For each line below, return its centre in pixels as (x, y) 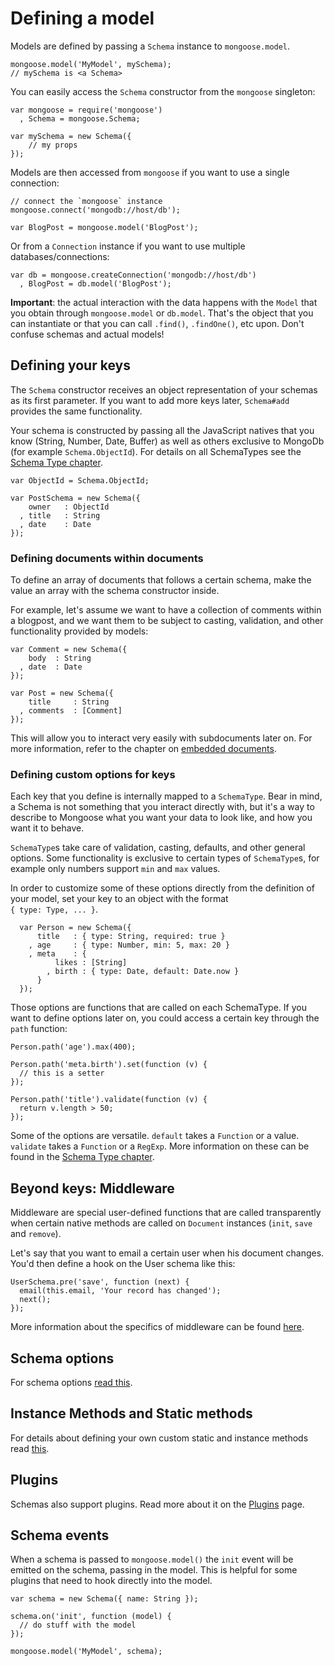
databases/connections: (60, 256)
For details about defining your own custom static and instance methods (159, 1438)
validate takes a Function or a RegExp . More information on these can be (160, 1146)
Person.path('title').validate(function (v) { (109, 1100)
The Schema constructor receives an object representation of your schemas (164, 389)
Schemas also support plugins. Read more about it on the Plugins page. (157, 1504)
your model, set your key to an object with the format (119, 899)
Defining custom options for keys (93, 774)
